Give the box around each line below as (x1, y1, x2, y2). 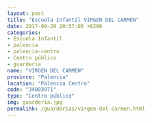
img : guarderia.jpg (7, 99, 63, 106)
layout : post (7, 10, 45, 17)
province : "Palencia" (7, 73, 69, 81)
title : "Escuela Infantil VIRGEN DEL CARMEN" (7, 16, 139, 23)
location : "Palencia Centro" (7, 80, 90, 87)
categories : (7, 29, 41, 36)
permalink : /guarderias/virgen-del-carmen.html (7, 105, 146, 112)
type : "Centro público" (7, 93, 75, 100)
